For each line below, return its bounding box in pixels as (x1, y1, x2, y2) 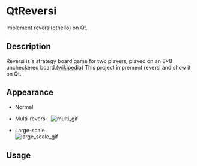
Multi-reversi (14, 115, 47, 122)
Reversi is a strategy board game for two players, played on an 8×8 (6, 57, 173, 64)
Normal (14, 103, 34, 110)
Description (6, 41, 51, 52)
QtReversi (6, 4, 57, 18)
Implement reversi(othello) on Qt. (6, 24, 88, 31)
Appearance (6, 87, 54, 98)
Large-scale (14, 126, 45, 134)
